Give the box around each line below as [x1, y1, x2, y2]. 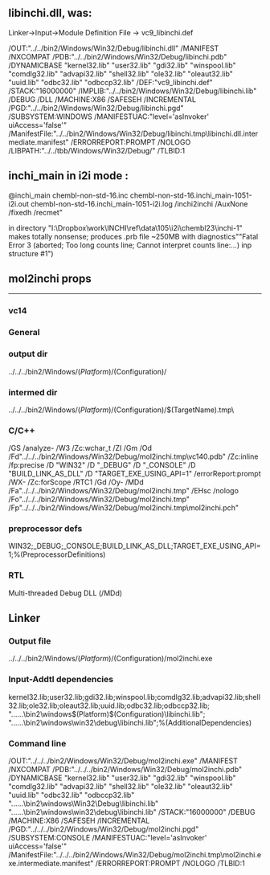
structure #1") [8, 248, 54, 258]
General [8, 327, 40, 338]
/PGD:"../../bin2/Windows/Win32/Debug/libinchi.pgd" [8, 103, 184, 112]
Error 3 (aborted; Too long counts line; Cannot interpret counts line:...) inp [8, 240, 252, 250]
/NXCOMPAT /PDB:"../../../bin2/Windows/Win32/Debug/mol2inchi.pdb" [8, 765, 243, 775]
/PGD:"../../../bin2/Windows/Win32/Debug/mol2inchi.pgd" [8, 824, 199, 834]
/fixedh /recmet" [8, 207, 63, 217]
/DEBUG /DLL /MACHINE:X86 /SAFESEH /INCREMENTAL [8, 94, 197, 104]
